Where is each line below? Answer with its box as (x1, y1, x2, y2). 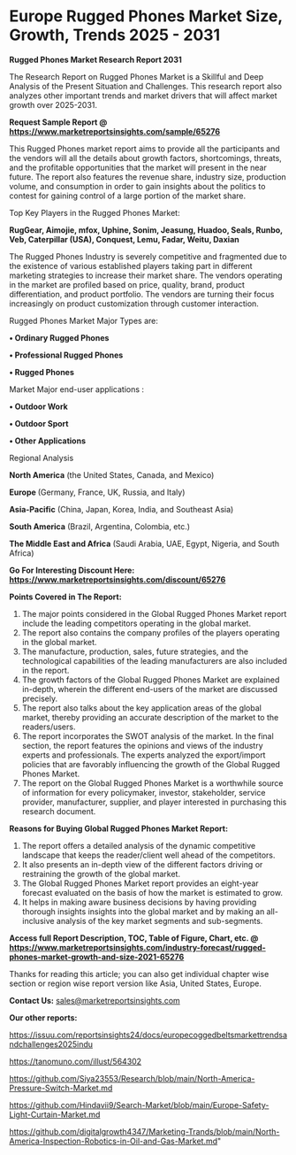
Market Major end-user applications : (9, 383, 144, 395)
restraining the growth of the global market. (21, 868, 181, 879)
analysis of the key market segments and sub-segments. (56, 915, 263, 926)
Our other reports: (9, 1012, 78, 1023)
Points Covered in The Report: (9, 591, 122, 602)
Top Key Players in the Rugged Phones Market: (9, 207, 180, 218)
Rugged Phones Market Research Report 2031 (9, 54, 183, 65)
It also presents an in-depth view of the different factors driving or (21, 859, 263, 869)
